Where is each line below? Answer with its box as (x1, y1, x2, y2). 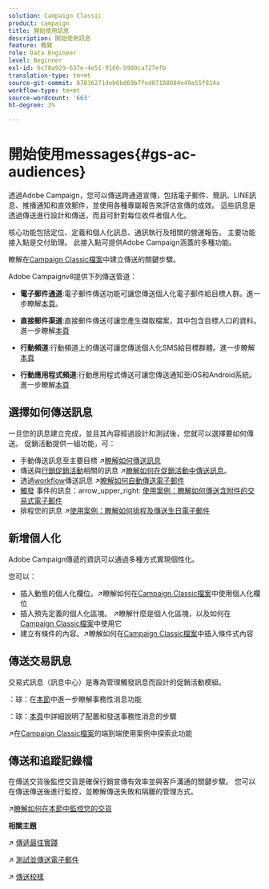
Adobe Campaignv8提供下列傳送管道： (8, 272, 138, 282)
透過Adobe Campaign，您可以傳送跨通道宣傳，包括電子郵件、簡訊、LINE (8, 190, 250, 201)
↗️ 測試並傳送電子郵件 (8, 855, 79, 865)
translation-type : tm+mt (8, 71, 91, 79)
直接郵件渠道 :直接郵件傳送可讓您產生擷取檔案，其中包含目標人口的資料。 (19, 316, 261, 326)
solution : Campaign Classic (8, 11, 102, 20)
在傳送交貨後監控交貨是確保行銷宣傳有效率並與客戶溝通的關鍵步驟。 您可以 (8, 777, 256, 786)
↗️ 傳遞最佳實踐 (8, 838, 58, 847)
